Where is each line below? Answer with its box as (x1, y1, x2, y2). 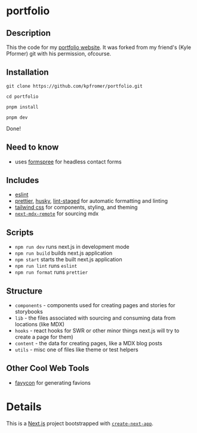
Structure (6, 286, 43, 296)
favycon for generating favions (14, 379, 91, 386)
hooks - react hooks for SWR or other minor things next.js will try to (14, 327, 180, 335)
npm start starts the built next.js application (14, 256, 122, 263)
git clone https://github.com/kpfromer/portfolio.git (6, 83, 143, 89)
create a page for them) (14, 333, 73, 341)
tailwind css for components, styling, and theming (14, 204, 138, 211)
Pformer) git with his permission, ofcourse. (6, 50, 112, 57)
